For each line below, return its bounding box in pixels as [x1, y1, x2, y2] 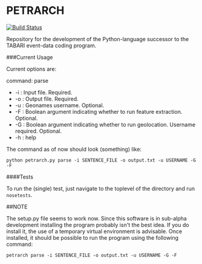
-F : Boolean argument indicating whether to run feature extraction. [15, 108, 183, 115]
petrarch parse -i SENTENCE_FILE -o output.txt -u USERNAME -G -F [6, 252, 177, 258]
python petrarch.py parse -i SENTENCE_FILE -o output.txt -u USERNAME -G [6, 157, 197, 163]
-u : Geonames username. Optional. [15, 101, 105, 109]
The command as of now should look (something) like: [6, 145, 142, 153]
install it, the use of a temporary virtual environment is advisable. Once [6, 228, 183, 235]
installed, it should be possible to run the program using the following [6, 234, 179, 241]
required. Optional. [15, 127, 62, 134]
